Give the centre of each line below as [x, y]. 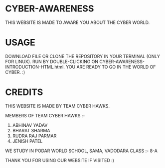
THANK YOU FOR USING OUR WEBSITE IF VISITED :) [60, 160]
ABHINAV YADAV [30, 125]
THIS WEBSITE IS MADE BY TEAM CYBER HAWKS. [57, 106]
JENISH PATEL [27, 141]
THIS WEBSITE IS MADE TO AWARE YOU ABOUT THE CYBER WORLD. [78, 22]
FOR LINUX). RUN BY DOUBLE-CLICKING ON [52, 61]
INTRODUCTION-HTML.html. [35, 67]
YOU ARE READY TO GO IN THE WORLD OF [111, 67]
